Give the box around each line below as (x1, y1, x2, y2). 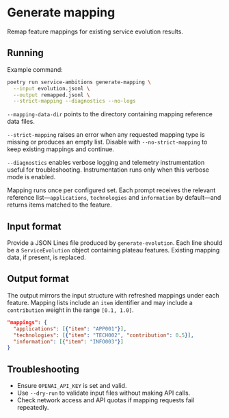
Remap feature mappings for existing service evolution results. (7, 27, 183, 36)
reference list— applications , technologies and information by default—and (7, 194, 221, 202)
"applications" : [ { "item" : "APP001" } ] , (13, 325, 127, 332)
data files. (7, 118, 36, 126)
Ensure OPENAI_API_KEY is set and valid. (16, 382, 127, 390)
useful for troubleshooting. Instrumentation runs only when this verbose (7, 166, 210, 174)
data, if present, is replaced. (7, 253, 87, 261)
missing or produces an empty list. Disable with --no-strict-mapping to (7, 138, 208, 146)
